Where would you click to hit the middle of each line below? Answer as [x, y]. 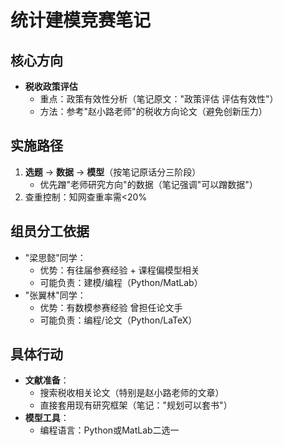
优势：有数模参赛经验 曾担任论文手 [111, 307]
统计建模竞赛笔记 [81, 20]
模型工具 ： [47, 418]
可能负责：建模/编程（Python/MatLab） [121, 282]
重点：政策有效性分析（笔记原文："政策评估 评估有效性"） [159, 99]
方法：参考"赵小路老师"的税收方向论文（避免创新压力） [153, 111]
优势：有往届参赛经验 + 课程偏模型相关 [119, 270]
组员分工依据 [50, 231]
